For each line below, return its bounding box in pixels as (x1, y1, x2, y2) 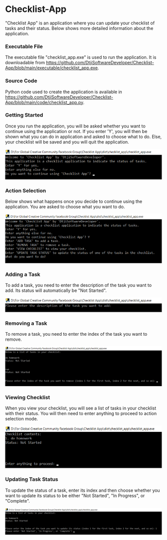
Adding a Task (5, 271, 41, 278)
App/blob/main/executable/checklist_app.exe (5, 65, 98, 71)
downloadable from (5, 60, 45, 66)
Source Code (5, 77, 37, 84)
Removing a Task (5, 320, 47, 327)
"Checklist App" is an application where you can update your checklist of (5, 20, 155, 26)
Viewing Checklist (5, 394, 51, 401)
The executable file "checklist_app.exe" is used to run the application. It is (5, 54, 157, 60)
